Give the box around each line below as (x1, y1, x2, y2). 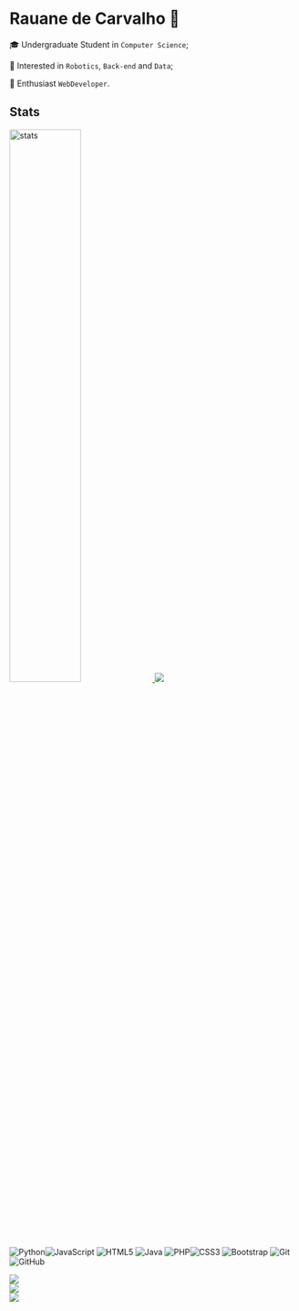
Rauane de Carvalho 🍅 (9, 8, 180, 29)
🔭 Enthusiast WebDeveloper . (9, 78, 110, 89)
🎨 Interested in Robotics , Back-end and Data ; (9, 59, 174, 71)
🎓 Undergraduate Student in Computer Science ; (9, 38, 189, 49)
